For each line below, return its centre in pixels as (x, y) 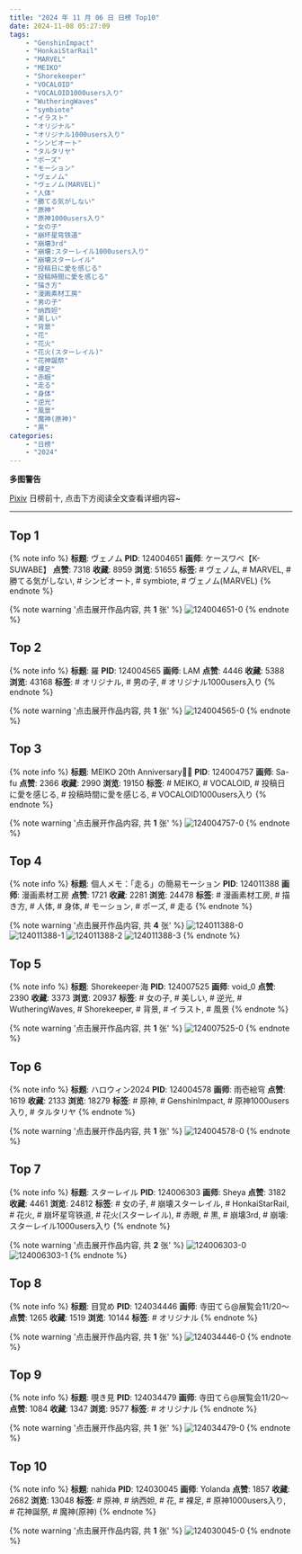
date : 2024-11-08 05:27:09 (60, 26)
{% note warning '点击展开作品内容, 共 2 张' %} (97, 1245)
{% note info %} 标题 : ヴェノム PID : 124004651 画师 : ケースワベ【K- (135, 558)
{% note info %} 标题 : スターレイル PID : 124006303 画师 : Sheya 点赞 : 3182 (148, 1192)
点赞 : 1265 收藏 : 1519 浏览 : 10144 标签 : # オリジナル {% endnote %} (133, 1317)
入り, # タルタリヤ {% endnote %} (73, 1112)
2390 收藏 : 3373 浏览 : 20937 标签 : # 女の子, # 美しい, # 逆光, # (126, 998)
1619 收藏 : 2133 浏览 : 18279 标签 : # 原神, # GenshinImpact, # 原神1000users (149, 1101)
